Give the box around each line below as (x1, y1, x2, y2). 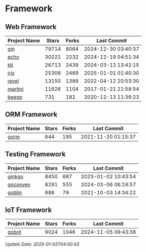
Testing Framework (5, 150, 66, 158)
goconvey (7, 181, 31, 188)
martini (7, 86, 24, 92)
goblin (7, 189, 22, 196)
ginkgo (7, 173, 24, 180)
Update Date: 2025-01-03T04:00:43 (5, 241, 80, 247)
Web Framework (5, 23, 57, 31)
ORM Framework (5, 110, 58, 119)
